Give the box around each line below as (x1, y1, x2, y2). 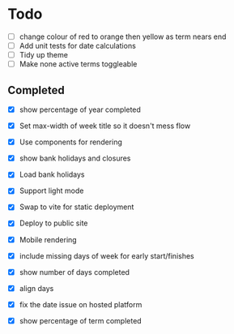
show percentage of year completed (19, 105, 141, 114)
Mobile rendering (19, 234, 78, 244)
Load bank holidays (19, 169, 86, 179)
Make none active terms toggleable (19, 59, 138, 69)
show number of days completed (19, 267, 130, 276)
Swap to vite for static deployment (19, 202, 134, 212)
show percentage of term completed (19, 315, 143, 325)
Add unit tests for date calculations (19, 41, 137, 50)
